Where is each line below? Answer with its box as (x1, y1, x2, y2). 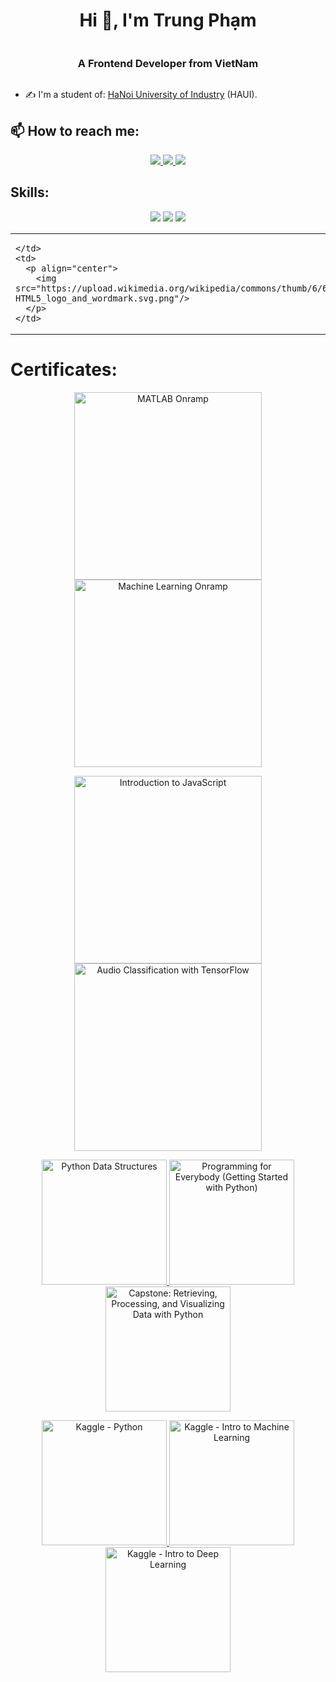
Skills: (10, 184, 50, 201)
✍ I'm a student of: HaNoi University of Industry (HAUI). (24, 89, 258, 101)
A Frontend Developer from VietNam (77, 56, 259, 70)
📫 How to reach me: (10, 122, 140, 139)
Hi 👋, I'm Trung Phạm (79, 9, 257, 32)
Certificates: (10, 359, 118, 381)
